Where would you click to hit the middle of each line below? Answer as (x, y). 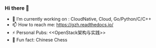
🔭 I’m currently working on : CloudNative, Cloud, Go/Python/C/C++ (82, 19)
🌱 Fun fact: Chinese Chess (40, 40)
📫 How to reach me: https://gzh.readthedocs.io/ (63, 25)
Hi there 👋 (17, 8)
